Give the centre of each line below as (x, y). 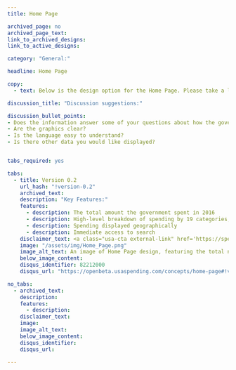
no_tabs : (20, 284)
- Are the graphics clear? (47, 129)
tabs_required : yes (36, 161)
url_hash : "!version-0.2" (58, 187)
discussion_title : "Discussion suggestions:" (75, 103)
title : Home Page (33, 14)
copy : (15, 84)
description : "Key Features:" (64, 200)
